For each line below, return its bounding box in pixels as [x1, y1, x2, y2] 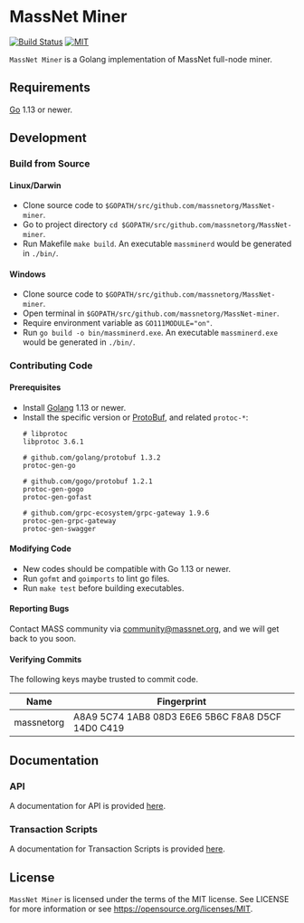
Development [9, 130, 88, 146]
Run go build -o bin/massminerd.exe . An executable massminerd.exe [22, 328, 279, 338]
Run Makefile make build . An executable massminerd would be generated [22, 238, 292, 250]
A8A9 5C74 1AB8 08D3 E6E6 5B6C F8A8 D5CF [72, 710, 282, 723]
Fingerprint [157, 695, 206, 708]
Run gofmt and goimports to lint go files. [22, 573, 170, 584]
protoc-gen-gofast [22, 492, 92, 501]
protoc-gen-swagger [22, 524, 97, 533]
